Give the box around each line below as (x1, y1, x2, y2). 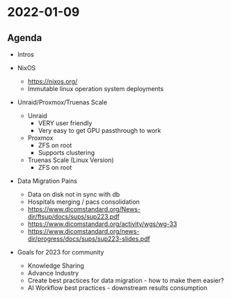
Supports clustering (38, 149, 95, 156)
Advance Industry (27, 269, 79, 277)
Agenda (7, 32, 42, 44)
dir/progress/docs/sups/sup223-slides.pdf (27, 234, 151, 243)
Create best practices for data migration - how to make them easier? (27, 276, 224, 284)
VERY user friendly (38, 119, 93, 127)
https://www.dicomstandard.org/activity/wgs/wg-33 (27, 220, 177, 228)
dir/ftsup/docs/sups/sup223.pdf (27, 213, 120, 220)
